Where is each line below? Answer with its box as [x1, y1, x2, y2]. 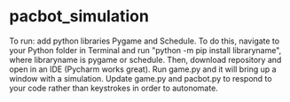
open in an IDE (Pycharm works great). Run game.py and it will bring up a [9, 64, 277, 75]
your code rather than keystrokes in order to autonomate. [9, 82, 219, 93]
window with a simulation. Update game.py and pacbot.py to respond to [9, 73, 272, 83]
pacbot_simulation [9, 6, 149, 27]
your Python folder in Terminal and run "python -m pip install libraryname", [9, 44, 282, 55]
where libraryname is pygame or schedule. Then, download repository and [9, 54, 282, 65]
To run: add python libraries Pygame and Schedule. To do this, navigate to [9, 35, 280, 46]
